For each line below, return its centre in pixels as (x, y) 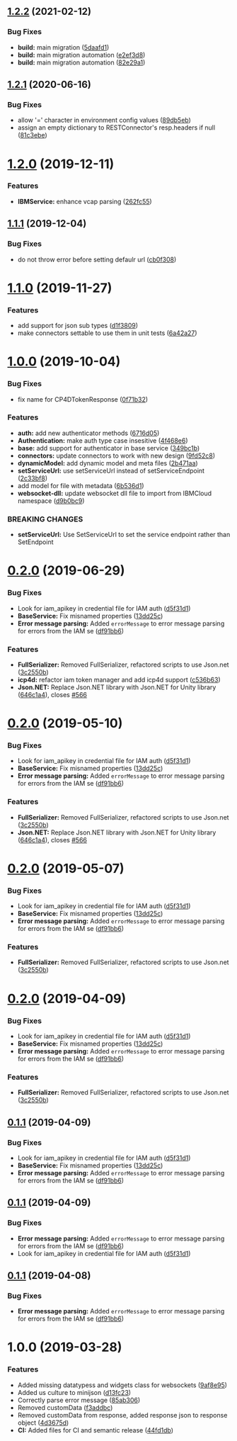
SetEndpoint (35, 542)
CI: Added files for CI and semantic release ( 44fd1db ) (96, 1430)
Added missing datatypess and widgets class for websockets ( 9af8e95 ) (122, 1385)
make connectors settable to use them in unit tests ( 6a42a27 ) (107, 333)
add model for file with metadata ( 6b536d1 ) (81, 485)
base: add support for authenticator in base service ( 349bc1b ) (109, 448)
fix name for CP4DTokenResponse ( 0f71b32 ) (83, 399)
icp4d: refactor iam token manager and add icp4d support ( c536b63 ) (119, 679)
